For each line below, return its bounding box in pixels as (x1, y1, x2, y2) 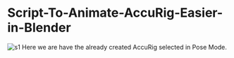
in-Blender (7, 20, 72, 36)
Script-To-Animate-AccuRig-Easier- (7, 5, 223, 21)
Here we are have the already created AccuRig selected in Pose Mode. (22, 43, 228, 51)
